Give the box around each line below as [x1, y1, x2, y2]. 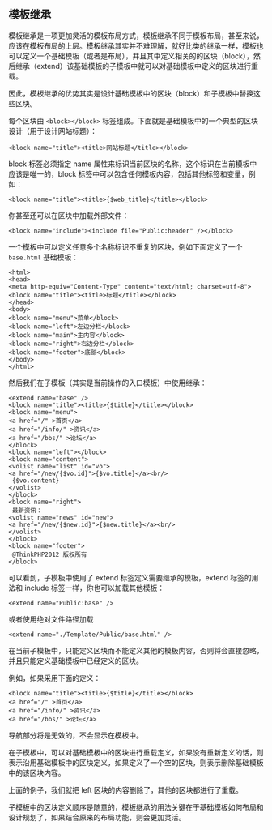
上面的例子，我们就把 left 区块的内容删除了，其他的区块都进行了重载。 [8, 785, 243, 794]
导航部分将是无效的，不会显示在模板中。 [8, 730, 143, 740]
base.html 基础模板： [8, 252, 79, 262]
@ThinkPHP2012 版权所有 [11, 550, 87, 558]
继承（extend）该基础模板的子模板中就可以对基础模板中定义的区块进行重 [15, 61, 259, 71]
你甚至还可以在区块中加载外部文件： [8, 210, 130, 220]
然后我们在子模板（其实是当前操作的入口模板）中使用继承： [8, 378, 207, 387]
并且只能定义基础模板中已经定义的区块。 [8, 656, 143, 665]
